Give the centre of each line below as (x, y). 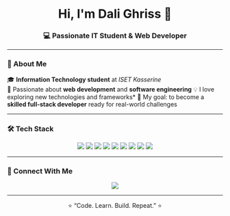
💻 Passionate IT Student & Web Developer (115, 36)
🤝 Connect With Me (40, 171)
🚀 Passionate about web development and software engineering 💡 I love (111, 89)
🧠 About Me (27, 64)
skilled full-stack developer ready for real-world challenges (92, 104)
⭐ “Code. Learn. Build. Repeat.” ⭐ (115, 206)
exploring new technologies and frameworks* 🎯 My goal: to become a (106, 97)
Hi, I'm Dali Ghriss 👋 (115, 14)
